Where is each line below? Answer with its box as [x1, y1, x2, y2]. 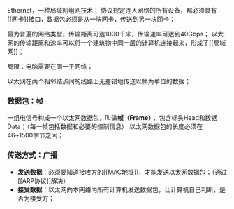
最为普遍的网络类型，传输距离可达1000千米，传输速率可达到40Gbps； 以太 [7, 30, 224, 38]
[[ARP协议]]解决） [17, 176, 70, 184]
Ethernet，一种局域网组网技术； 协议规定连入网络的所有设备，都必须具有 [7, 6, 217, 14]
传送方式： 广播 [7, 150, 58, 160]
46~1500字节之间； [7, 131, 64, 140]
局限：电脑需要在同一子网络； [7, 62, 93, 70]
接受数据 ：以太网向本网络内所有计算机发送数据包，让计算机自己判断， [17, 185, 220, 194]
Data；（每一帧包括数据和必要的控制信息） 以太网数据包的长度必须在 [7, 122, 203, 131]
